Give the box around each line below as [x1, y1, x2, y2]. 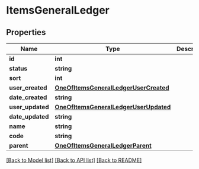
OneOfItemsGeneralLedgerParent [54, 142, 152, 149]
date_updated [9, 113, 49, 120]
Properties [6, 27, 46, 37]
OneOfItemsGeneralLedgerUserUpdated [54, 103, 171, 111]
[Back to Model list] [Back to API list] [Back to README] [6, 157, 142, 164]
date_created [9, 93, 47, 101]
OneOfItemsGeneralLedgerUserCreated [54, 84, 170, 92]
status [9, 65, 28, 72]
